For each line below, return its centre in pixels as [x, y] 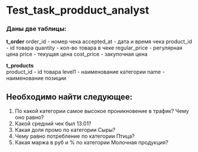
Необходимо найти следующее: [69, 97]
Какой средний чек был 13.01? [53, 124]
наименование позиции [36, 78]
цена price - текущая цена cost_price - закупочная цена [77, 54]
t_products [20, 66]
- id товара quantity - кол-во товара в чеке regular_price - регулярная [94, 48]
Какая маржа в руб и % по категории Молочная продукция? [91, 143]
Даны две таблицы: [36, 29]
